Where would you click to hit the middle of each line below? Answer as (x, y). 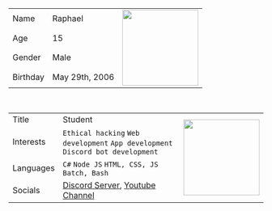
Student (78, 119)
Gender (27, 57)
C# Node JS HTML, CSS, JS (110, 165)
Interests (29, 142)
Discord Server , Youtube (109, 185)
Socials (26, 190)
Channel (79, 195)
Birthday (28, 78)
